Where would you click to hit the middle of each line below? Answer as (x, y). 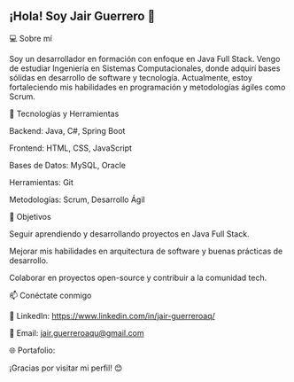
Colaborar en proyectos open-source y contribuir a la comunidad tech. (138, 277)
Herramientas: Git (41, 182)
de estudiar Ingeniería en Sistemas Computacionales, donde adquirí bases (145, 68)
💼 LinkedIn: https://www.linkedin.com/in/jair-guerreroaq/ (112, 316)
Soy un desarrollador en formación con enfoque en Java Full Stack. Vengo (145, 58)
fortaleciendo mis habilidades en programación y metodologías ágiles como (147, 87)
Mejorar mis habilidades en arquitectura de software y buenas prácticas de (146, 251)
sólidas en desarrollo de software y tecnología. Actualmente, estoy (131, 77)
